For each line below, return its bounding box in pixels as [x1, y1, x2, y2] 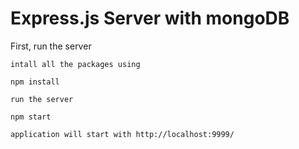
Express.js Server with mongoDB [10, 7, 290, 30]
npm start [10, 112, 52, 122]
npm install [10, 77, 60, 87]
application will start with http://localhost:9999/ [10, 129, 235, 139]
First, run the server [10, 40, 92, 52]
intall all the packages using [10, 59, 141, 69]
